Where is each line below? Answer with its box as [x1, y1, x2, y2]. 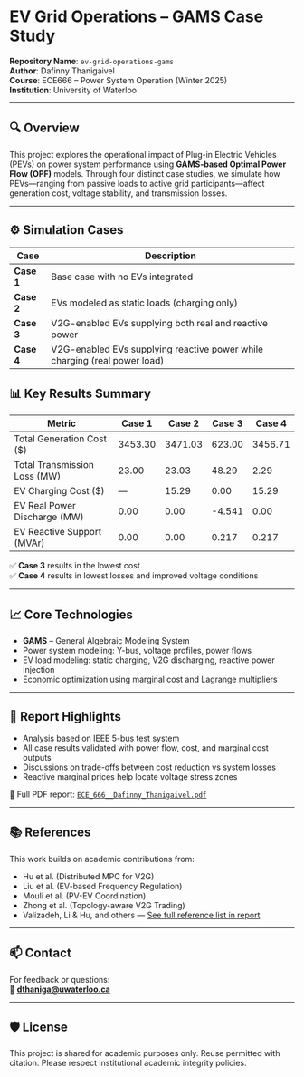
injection [22, 665, 55, 675]
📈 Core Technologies [9, 606, 134, 622]
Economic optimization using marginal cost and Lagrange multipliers [22, 674, 278, 685]
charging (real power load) [51, 354, 165, 366]
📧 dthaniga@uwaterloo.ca [9, 984, 110, 995]
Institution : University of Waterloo [9, 84, 138, 95]
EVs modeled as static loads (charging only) [51, 296, 238, 309]
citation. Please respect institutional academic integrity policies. [9, 1058, 247, 1069]
